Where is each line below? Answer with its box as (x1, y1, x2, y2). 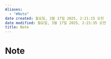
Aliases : (5, 7, 23, 12)
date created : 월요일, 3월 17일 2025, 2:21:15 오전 (5, 16, 104, 21)
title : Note (5, 25, 29, 30)
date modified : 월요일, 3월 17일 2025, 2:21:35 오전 (5, 20, 106, 25)
